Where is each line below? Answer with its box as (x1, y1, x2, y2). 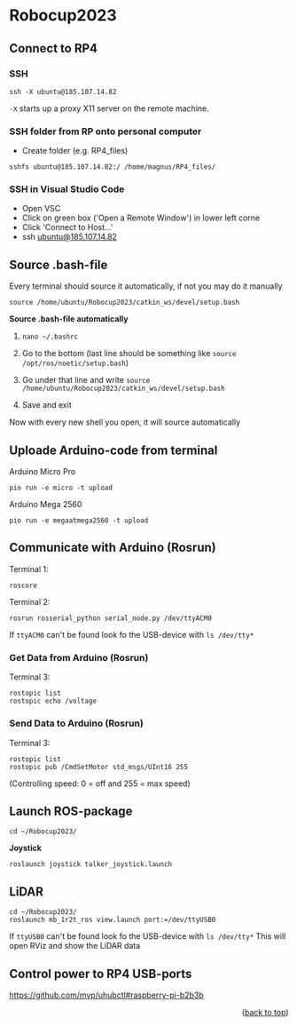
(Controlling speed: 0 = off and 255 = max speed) (9, 778, 191, 789)
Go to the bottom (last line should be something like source (21, 348, 237, 359)
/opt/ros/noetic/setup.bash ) (21, 357, 129, 369)
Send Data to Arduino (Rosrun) (9, 717, 144, 729)
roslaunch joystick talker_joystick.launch (9, 860, 173, 869)
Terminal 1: (9, 563, 49, 574)
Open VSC (21, 203, 61, 214)
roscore (9, 581, 38, 590)
